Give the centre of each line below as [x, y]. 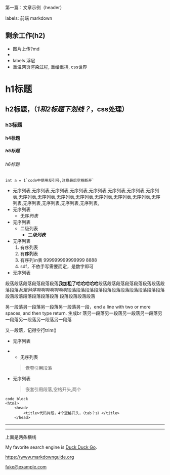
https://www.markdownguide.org [40, 457]
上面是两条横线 [21, 437]
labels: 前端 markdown [29, 18]
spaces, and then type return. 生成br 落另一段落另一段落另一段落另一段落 [82, 313]
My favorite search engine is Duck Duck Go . [51, 447]
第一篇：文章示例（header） [35, 7]
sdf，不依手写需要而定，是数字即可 [57, 267]
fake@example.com [26, 467]
